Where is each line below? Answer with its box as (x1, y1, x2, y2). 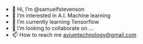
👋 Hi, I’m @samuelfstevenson (11, 6, 85, 12)
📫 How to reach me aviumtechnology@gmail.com (11, 32, 137, 38)
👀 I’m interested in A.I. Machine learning (11, 12, 111, 19)
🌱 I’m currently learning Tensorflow (11, 18, 99, 25)
